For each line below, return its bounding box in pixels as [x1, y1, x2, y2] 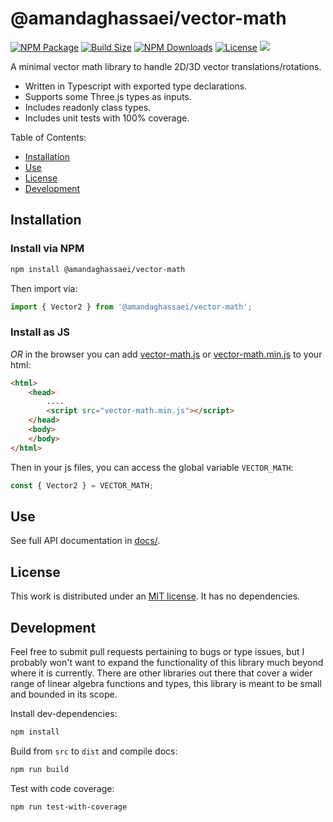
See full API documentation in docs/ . [10, 535, 161, 547]
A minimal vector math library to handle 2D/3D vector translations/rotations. [10, 60, 322, 72]
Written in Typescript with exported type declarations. [24, 80, 248, 92]
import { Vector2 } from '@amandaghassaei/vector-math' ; [10, 302, 253, 312]
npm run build [10, 764, 70, 774]
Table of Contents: [10, 131, 87, 143]
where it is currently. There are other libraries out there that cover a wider [10, 667, 313, 679]
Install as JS [10, 325, 71, 339]
